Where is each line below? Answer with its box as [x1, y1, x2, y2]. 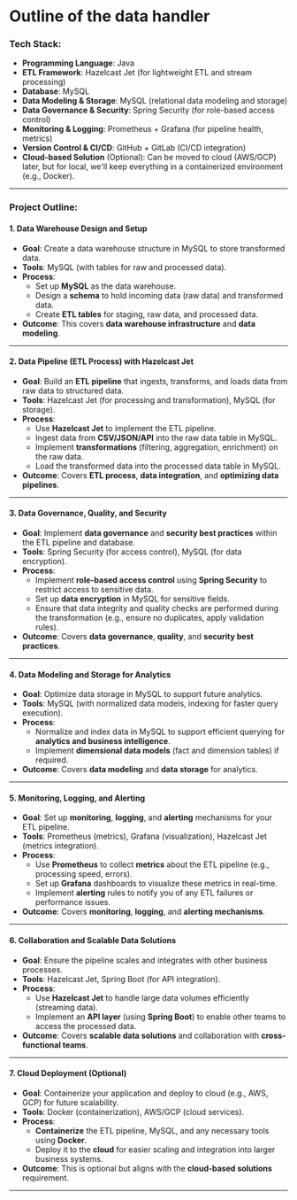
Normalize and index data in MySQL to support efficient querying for [34, 726, 286, 737]
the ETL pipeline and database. [21, 538, 135, 548]
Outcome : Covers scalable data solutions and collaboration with [21, 1030, 260, 1041]
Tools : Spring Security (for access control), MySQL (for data [21, 546, 242, 557]
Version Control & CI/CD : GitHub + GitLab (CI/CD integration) [21, 143, 247, 153]
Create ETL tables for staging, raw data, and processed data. [34, 308, 259, 320]
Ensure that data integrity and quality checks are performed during [34, 603, 279, 614]
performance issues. [34, 897, 110, 908]
